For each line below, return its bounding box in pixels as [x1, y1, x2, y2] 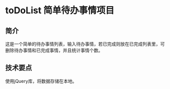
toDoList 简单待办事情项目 [5, 5, 115, 16]
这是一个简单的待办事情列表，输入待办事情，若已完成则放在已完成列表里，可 [5, 41, 165, 47]
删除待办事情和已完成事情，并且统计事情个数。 [5, 47, 103, 53]
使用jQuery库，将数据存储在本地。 [5, 78, 77, 84]
